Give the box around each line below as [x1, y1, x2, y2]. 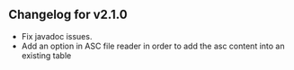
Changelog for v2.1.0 [8, 7, 128, 22]
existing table [21, 49, 72, 61]
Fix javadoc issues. [21, 31, 93, 41]
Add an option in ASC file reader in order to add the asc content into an [21, 40, 285, 51]
